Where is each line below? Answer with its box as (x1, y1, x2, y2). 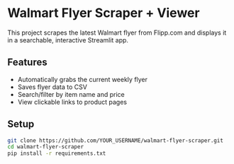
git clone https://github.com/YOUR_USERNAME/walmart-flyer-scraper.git (7, 136, 223, 144)
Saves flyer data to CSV (17, 83, 87, 91)
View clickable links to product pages (17, 98, 128, 106)
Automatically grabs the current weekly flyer (17, 75, 147, 83)
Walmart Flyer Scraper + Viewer (7, 5, 200, 21)
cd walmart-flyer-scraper (7, 143, 84, 151)
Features (7, 57, 48, 69)
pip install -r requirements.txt (7, 150, 106, 157)
